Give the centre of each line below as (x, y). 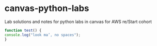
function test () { (23, 30)
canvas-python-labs (47, 8)
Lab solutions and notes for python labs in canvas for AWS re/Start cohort (78, 22)
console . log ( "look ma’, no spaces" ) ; (43, 35)
